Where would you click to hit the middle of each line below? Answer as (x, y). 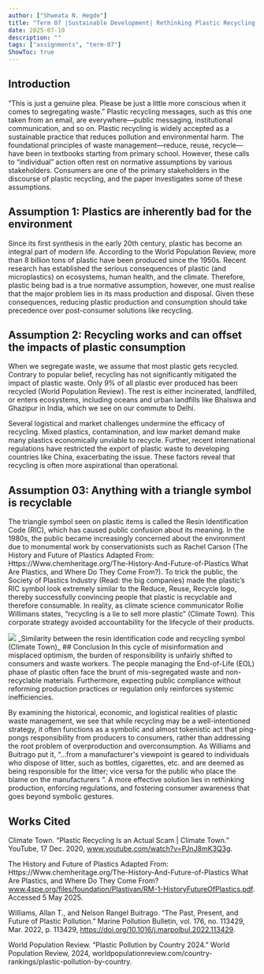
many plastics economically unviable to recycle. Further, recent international (132, 440)
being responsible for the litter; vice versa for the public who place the (122, 771)
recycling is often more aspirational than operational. (93, 466)
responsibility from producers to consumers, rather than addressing (140, 738)
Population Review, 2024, (49, 953)
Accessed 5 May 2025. (46, 897)
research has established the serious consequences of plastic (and (117, 268)
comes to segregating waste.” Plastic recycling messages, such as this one (130, 111)
